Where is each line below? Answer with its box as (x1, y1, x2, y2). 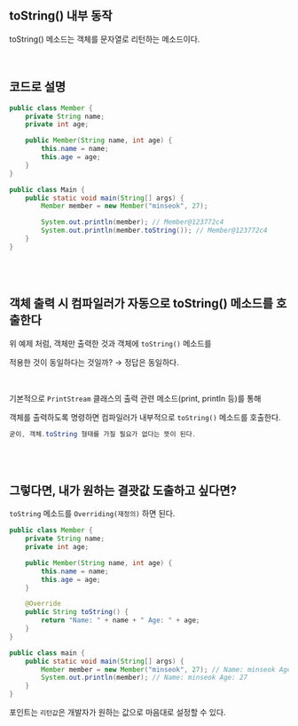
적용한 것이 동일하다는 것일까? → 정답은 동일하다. (9, 356, 179, 367)
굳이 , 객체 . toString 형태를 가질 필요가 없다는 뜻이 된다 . (9, 429, 197, 438)
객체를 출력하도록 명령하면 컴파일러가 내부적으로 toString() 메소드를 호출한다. (9, 411, 281, 422)
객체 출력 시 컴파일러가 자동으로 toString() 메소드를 (9, 296, 273, 311)
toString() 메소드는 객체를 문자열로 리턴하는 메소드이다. (9, 34, 200, 44)
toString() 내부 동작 (9, 8, 113, 24)
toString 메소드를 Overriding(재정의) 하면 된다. (9, 508, 176, 519)
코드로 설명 (9, 79, 67, 95)
